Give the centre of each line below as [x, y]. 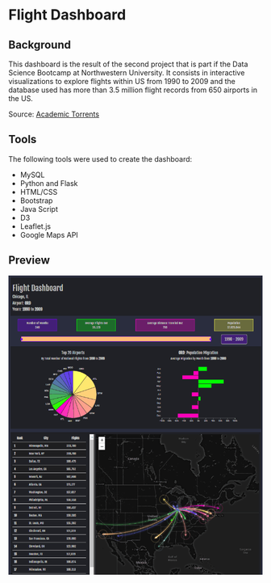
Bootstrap [36, 201]
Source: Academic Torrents [54, 114]
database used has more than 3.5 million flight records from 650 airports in [133, 90]
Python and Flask [49, 183]
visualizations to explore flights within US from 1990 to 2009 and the [122, 81]
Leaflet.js [35, 226]
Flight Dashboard [67, 15]
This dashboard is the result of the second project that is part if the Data [128, 64]
